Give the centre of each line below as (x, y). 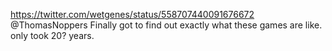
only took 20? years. (52, 35)
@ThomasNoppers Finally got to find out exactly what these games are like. (166, 25)
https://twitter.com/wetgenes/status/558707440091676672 (132, 14)
